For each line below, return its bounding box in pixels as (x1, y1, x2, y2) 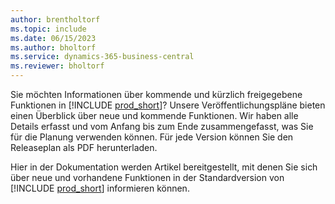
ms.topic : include (10, 24, 87, 34)
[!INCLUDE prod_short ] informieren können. (10, 182, 190, 194)
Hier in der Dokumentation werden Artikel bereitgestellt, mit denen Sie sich (10, 161, 318, 173)
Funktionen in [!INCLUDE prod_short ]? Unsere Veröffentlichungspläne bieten (10, 99, 326, 111)
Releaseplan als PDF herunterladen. (10, 142, 158, 153)
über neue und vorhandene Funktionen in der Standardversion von (10, 172, 285, 183)
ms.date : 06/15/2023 (10, 33, 97, 43)
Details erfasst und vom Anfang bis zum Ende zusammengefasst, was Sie (10, 121, 314, 132)
